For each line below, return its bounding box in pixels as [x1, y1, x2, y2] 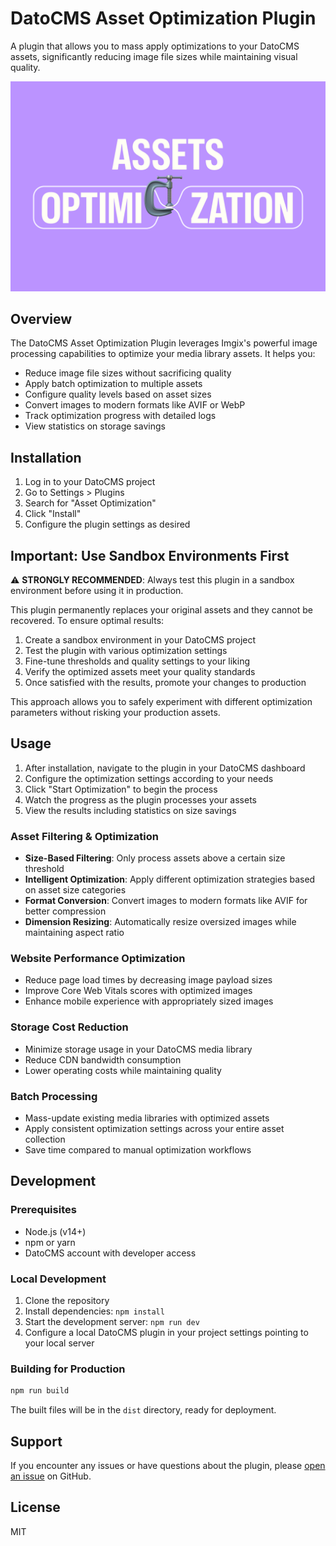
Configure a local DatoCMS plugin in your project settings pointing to [24, 1327, 309, 1339]
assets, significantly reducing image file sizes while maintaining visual [10, 50, 298, 62]
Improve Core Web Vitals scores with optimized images [24, 985, 253, 997]
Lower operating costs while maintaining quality [24, 1064, 222, 1076]
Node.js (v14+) [24, 1225, 87, 1237]
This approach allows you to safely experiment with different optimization [10, 696, 313, 708]
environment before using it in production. [10, 585, 184, 597]
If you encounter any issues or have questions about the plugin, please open [10, 1460, 326, 1472]
